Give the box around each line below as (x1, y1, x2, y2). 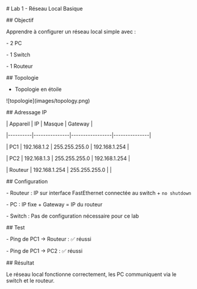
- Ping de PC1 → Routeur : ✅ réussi (6, 235, 92, 243)
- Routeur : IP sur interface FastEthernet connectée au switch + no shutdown (6, 190, 192, 196)
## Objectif (6, 17, 34, 23)
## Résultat (6, 259, 34, 266)
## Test (6, 224, 25, 231)
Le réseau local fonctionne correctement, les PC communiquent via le (6, 271, 177, 278)
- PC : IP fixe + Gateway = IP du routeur (6, 201, 103, 208)
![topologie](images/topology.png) (6, 98, 90, 104)
